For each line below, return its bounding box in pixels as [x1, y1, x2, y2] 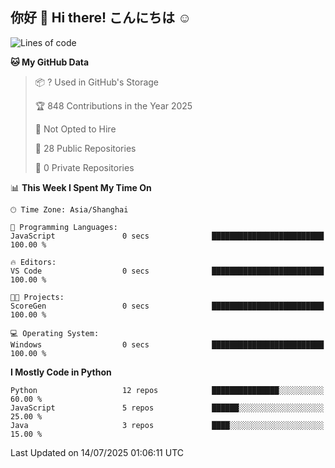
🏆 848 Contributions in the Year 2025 [34, 99, 193, 112]
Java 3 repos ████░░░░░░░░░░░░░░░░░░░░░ [10, 420, 325, 430]
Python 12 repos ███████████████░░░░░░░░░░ [10, 385, 325, 395]
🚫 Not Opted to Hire [34, 123, 117, 135]
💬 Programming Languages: [10, 222, 118, 232]
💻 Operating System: [10, 328, 100, 338]
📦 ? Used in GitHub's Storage [34, 76, 160, 88]
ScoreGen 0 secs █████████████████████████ [10, 301, 325, 311]
